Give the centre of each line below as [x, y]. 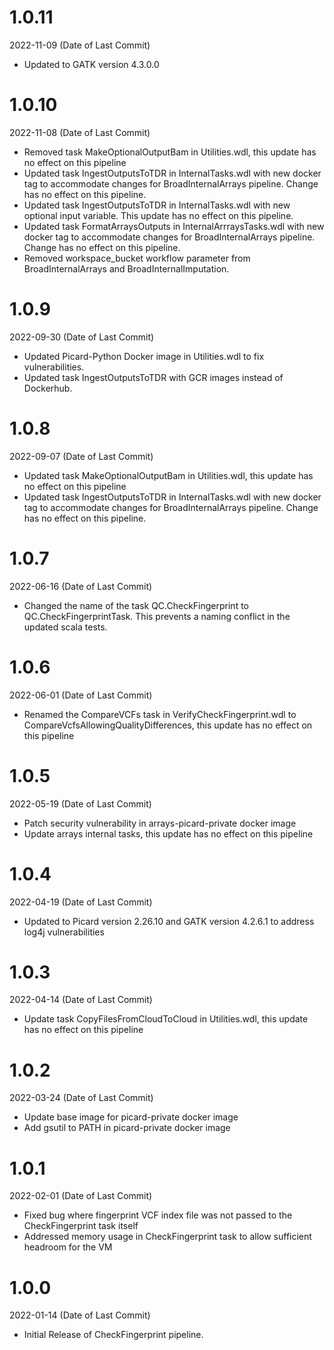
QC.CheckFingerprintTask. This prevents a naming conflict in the [157, 616]
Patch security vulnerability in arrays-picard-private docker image [160, 823]
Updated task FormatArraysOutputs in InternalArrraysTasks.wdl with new [174, 226]
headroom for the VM [68, 1247]
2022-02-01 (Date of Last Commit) [81, 1196]
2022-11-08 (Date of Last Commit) [80, 132]
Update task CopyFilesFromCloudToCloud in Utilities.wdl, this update [166, 1019]
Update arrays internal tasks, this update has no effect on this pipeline [168, 833]
